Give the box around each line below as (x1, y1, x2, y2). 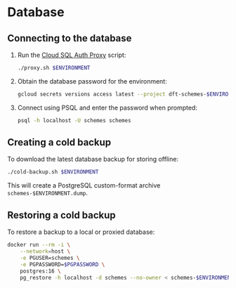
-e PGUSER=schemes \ (20, 254, 80, 261)
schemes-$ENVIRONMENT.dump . (7, 189, 88, 197)
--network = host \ (20, 248, 71, 255)
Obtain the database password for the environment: (17, 77, 167, 85)
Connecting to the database (7, 32, 132, 44)
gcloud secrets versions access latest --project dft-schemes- (17, 91, 207, 98)
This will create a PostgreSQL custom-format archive (7, 181, 161, 190)
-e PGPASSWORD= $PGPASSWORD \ (20, 261, 105, 268)
